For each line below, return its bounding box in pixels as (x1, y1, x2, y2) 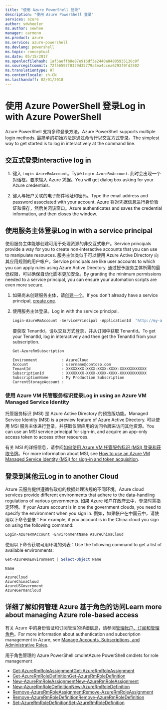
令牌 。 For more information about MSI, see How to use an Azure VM (9, 451, 151, 457)
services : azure (5, 17, 39, 22)
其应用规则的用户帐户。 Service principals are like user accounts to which (5, 258, 156, 264)
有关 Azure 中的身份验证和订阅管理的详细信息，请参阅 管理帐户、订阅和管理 (5, 624, 160, 631)
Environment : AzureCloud (12, 358, 89, 363)
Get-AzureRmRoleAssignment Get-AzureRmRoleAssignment (12, 667, 135, 673)
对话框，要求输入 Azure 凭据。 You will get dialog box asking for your (12, 176, 154, 183)
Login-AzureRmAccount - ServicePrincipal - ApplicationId (12, 318, 131, 323)
